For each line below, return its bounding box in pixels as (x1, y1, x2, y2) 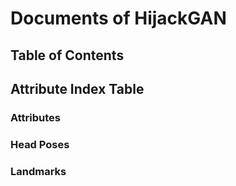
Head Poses (10, 137, 70, 151)
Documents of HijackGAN (10, 7, 227, 30)
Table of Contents (10, 47, 125, 64)
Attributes (10, 110, 61, 124)
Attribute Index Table (10, 80, 145, 97)
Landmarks (10, 164, 67, 178)
